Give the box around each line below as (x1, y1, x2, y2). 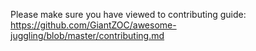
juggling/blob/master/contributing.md (10, 30, 165, 41)
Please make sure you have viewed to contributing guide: (10, 9, 247, 20)
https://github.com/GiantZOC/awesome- (10, 19, 177, 31)
